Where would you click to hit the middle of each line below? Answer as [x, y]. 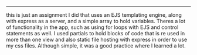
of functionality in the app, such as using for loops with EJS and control [92, 27]
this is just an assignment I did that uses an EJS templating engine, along [94, 15]
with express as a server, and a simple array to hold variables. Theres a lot [96, 21]
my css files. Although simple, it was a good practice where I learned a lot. [96, 46]
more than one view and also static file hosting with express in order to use [97, 39]
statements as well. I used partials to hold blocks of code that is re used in [96, 33]
